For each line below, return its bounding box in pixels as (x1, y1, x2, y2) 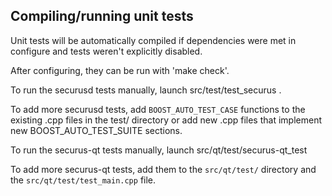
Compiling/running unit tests (10, 8, 194, 25)
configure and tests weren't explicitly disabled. (10, 45, 203, 57)
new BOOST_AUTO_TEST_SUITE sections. (10, 124, 183, 136)
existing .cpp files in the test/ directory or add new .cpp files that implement (10, 114, 322, 126)
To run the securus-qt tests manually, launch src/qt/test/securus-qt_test (10, 144, 308, 156)
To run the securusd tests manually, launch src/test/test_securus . (10, 84, 282, 96)
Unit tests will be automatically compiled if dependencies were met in (10, 34, 297, 46)
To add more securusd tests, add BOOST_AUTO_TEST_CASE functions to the (10, 103, 306, 115)
